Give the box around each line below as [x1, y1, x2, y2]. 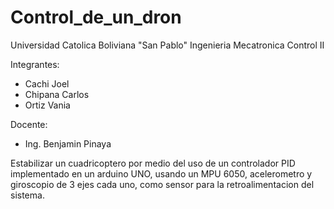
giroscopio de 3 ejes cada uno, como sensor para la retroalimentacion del [10, 178, 315, 190]
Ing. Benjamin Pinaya [24, 137, 112, 150]
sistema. [10, 189, 45, 201]
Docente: [10, 118, 48, 130]
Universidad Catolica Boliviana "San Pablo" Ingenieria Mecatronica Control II [10, 39, 325, 51]
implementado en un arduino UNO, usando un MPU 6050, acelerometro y [10, 167, 313, 180]
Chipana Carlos [24, 88, 90, 100]
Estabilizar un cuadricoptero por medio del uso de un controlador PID [10, 157, 296, 169]
